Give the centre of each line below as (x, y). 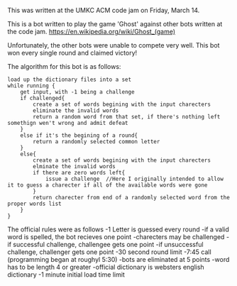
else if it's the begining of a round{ (79, 136)
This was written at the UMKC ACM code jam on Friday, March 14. (104, 10)
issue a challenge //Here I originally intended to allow (134, 179)
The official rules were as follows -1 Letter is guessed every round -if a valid (118, 229)
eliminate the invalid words (76, 111)
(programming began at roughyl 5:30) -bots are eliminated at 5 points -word (118, 259)
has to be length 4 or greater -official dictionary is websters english (106, 267)
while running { (31, 86)
